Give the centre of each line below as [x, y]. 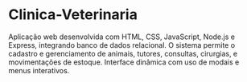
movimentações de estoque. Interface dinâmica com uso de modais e [124, 62]
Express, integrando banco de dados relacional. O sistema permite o [122, 45]
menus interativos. [39, 70]
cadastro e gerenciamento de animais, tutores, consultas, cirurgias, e [123, 53]
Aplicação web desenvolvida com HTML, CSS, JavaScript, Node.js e [122, 37]
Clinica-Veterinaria [73, 15]
